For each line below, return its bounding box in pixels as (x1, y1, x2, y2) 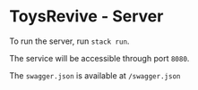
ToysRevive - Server (9, 6, 164, 27)
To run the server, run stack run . (9, 36, 130, 46)
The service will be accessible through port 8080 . (9, 53, 190, 63)
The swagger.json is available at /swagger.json (9, 70, 181, 81)
